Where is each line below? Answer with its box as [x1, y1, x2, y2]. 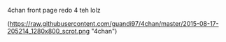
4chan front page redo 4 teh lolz [7, 6, 101, 14]
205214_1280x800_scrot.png [7, 27, 90, 35]
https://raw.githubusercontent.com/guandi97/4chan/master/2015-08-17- [9, 20, 219, 27]
